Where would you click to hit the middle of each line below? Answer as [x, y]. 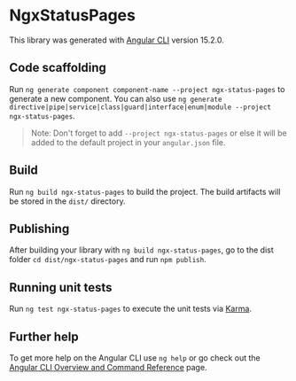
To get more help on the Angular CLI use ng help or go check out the [135, 358]
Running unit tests [61, 288]
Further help [44, 336]
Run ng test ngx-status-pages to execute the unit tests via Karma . [131, 309]
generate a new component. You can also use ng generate [116, 98]
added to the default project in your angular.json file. [128, 142]
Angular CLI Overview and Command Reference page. [108, 367]
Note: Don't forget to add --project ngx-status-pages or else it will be [159, 133]
